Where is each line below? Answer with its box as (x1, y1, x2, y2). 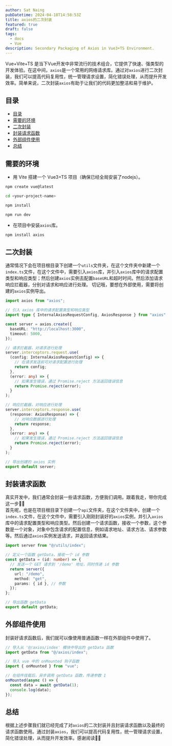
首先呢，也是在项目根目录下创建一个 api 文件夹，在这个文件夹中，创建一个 (5, 507, 160, 513)
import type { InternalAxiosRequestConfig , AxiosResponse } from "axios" (5, 312, 166, 318)
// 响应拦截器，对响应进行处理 (5, 402, 62, 407)
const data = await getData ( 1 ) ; (10, 682, 79, 687)
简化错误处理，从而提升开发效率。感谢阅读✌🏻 (5, 735, 101, 741)
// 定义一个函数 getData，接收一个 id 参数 (5, 552, 90, 557)
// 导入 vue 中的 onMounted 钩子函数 (5, 659, 80, 664)
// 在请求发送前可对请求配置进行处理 (14, 360, 83, 365)
